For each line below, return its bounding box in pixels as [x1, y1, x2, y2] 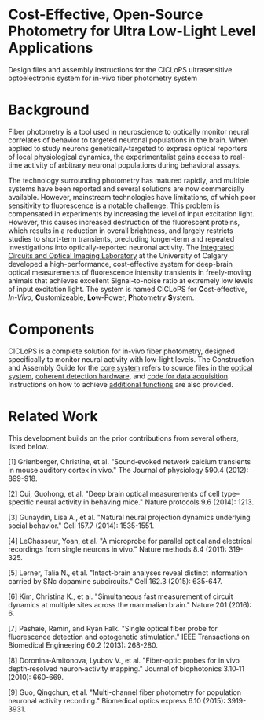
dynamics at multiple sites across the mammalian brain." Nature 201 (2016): [8, 600, 252, 609]
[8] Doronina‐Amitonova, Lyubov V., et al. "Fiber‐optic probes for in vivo [8, 655, 240, 665]
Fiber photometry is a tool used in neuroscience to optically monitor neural [8, 127, 250, 136]
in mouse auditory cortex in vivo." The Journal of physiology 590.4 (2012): [8, 465, 249, 474]
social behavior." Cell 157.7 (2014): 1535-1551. [8, 521, 155, 530]
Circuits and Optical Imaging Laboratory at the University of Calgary [8, 250, 228, 260]
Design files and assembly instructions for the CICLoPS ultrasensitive [8, 65, 233, 74]
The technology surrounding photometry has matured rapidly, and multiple [8, 175, 250, 185]
